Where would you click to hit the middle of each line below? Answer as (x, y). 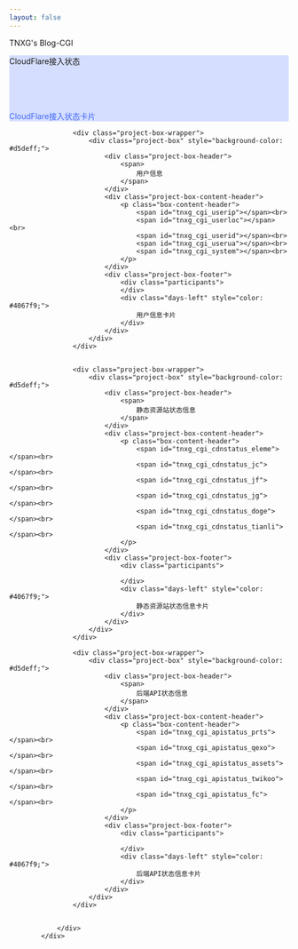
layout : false (35, 17)
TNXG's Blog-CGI (41, 43)
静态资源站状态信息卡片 (173, 606)
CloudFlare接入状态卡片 (52, 116)
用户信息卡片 (156, 315)
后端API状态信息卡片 (169, 873)
